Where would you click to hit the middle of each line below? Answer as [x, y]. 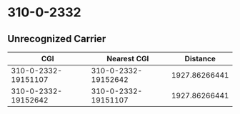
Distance [200, 59]
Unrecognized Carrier [57, 39]
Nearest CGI [128, 59]
